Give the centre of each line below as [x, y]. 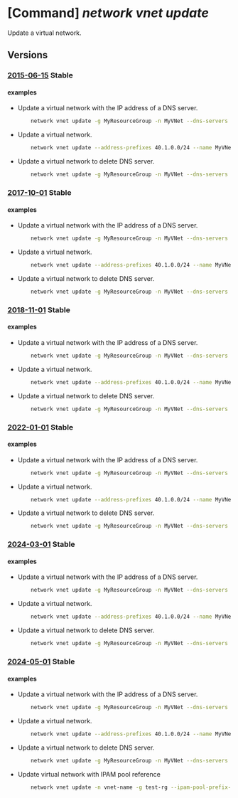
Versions [28, 55]
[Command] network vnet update [108, 13]
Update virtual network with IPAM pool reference [89, 774]
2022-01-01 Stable [40, 427]
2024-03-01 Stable [42, 544]
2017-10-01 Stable [40, 192]
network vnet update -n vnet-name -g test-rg [99, 787]
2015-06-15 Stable [40, 75]
